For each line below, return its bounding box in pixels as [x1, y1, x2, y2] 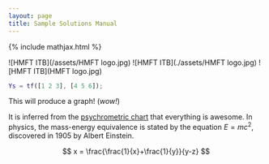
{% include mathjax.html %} [8, 41, 102, 51]
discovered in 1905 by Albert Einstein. [8, 131, 134, 140]
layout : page [8, 11, 53, 20]
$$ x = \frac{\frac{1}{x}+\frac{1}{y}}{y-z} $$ [62, 147, 211, 157]
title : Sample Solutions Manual [8, 19, 117, 28]
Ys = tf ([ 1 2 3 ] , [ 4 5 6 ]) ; [8, 82, 104, 90]
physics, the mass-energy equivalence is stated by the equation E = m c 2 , [8, 121, 254, 132]
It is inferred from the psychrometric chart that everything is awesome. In [8, 112, 253, 122]
